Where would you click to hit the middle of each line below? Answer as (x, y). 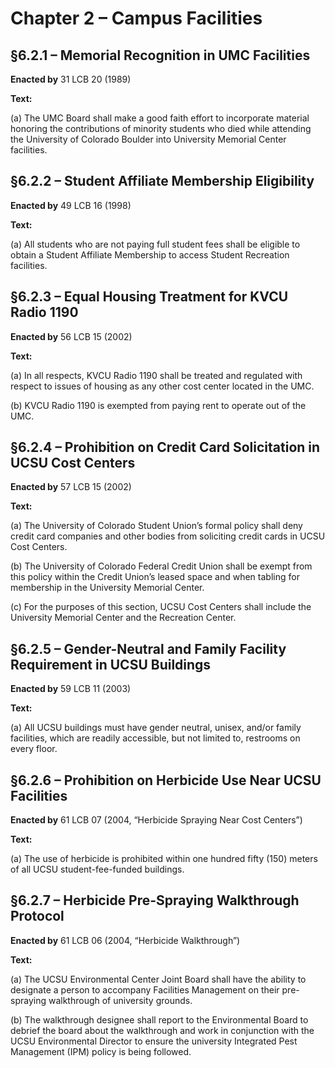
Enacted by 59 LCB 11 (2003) (71, 689)
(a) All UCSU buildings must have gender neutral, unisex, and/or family (156, 728)
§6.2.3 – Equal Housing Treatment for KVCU (149, 297)
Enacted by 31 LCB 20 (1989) (71, 79)
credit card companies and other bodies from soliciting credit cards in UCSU (168, 536)
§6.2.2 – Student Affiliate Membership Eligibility (162, 181)
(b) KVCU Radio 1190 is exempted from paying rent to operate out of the (158, 405)
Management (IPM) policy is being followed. (101, 1051)
